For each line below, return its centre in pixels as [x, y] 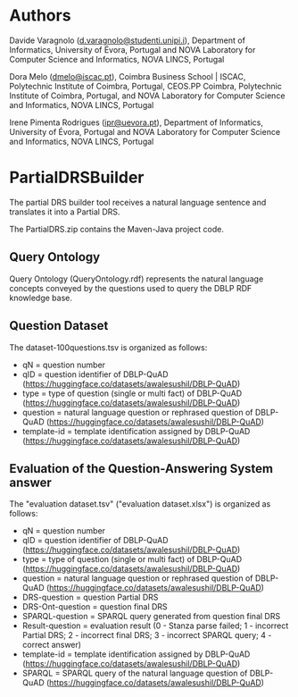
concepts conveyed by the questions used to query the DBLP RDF [131, 288]
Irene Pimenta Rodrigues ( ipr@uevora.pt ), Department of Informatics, [136, 122]
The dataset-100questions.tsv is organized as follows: [108, 347]
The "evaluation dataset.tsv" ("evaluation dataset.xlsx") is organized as [140, 504]
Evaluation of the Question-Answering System [141, 469]
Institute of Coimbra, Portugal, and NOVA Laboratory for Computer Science [147, 96]
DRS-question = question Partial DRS [90, 597]
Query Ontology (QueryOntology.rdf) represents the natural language [137, 279]
